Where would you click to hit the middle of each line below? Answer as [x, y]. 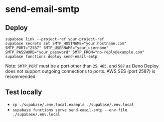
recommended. [21, 76]
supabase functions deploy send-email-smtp [51, 56]
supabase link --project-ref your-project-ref [55, 39]
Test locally [24, 92]
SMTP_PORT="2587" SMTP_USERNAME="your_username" [57, 48]
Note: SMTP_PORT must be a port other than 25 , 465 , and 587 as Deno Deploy [82, 66]
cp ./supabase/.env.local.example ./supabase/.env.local [73, 104]
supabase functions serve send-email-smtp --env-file [70, 110]
